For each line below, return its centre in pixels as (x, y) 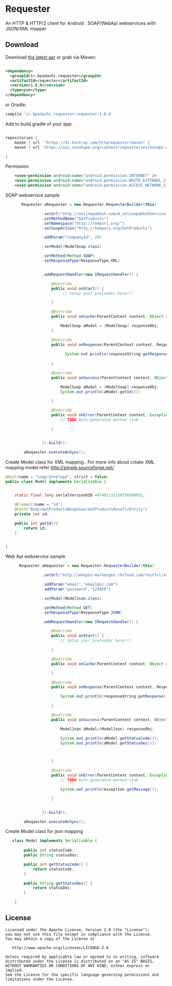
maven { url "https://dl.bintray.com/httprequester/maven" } (82, 142)
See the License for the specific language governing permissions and (82, 975)
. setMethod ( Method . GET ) (67, 608)
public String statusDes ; (51, 855)
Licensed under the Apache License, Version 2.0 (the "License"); (78, 930)
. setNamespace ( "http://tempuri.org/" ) (83, 223)
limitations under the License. (40, 979)
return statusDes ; (52, 888)
